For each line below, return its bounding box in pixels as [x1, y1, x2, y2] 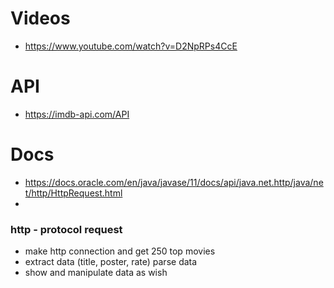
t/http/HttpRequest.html [24, 187, 123, 199]
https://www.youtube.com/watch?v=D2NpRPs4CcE [24, 40, 238, 52]
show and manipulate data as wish [24, 267, 168, 279]
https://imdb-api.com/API [24, 108, 130, 120]
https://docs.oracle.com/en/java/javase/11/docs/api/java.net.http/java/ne [24, 176, 324, 188]
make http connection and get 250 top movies [24, 245, 216, 257]
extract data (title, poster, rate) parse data [24, 256, 198, 268]
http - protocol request [10, 222, 123, 236]
